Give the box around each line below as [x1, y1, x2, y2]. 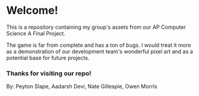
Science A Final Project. [6, 29, 66, 37]
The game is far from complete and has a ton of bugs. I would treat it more [6, 41, 191, 49]
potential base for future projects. [6, 54, 90, 61]
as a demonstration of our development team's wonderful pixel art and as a [6, 47, 194, 55]
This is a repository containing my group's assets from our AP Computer [6, 23, 186, 31]
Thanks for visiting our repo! [6, 69, 92, 77]
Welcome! [6, 4, 58, 17]
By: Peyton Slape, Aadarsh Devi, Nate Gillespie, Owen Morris [6, 83, 158, 90]
